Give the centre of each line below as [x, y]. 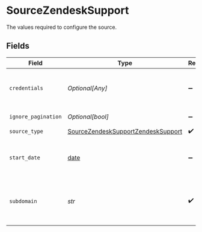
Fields [18, 46]
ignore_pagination [35, 117]
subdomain [23, 201]
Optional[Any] [87, 88]
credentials [26, 88]
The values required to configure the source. [62, 27]
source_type [26, 132]
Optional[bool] [88, 117]
